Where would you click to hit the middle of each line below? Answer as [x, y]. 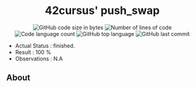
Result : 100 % [33, 52]
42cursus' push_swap [102, 11]
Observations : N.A [39, 58]
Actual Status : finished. [45, 46]
